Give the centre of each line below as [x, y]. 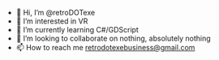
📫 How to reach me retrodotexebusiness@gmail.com [105, 47]
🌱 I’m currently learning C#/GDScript [77, 30]
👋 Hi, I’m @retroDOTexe [56, 13]
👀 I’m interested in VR [52, 21]
